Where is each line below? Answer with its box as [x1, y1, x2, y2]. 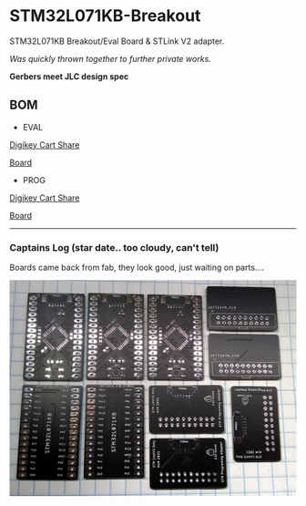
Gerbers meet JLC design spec [9, 70, 129, 82]
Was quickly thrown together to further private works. [9, 53, 211, 64]
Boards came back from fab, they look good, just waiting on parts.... [9, 262, 265, 274]
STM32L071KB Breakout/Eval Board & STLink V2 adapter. [9, 36, 225, 46]
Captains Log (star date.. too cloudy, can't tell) [9, 241, 219, 253]
